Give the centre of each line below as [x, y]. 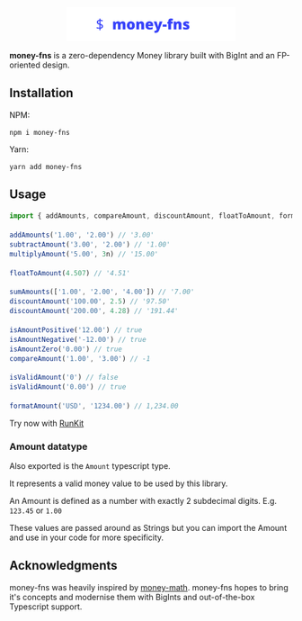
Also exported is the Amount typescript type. [90, 466]
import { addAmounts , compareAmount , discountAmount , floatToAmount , [142, 216]
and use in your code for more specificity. [87, 537]
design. [56, 65]
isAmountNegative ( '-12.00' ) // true [78, 339]
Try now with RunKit [47, 423]
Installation [41, 93]
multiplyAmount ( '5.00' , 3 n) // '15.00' [84, 254]
